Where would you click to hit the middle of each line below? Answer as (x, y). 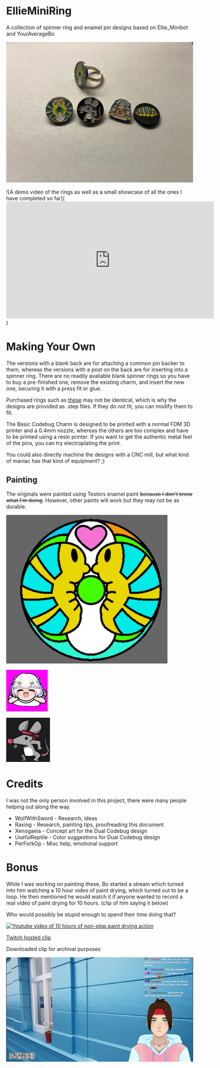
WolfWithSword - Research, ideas (56, 818)
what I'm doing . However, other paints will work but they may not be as (93, 500)
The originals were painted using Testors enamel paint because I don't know (99, 494)
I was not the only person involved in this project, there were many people (96, 800)
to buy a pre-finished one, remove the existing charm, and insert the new (95, 382)
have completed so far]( (36, 199)
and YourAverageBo (31, 33)
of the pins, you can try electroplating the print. (64, 443)
